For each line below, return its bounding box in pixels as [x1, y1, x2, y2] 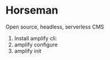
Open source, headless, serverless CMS [5, 23, 105, 30]
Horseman [5, 4, 59, 17]
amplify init [14, 47, 42, 54]
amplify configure [14, 41, 58, 48]
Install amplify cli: [14, 34, 57, 42]
